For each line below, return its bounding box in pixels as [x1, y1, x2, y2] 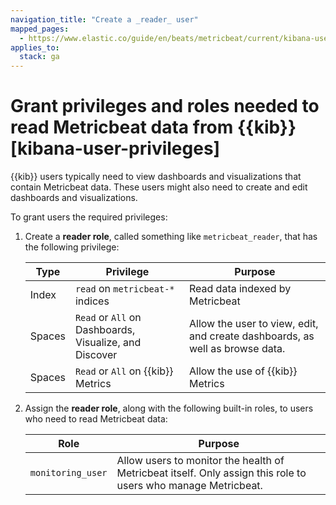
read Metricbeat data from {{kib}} [10, 116, 297, 139]
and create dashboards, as [188, 329, 315, 343]
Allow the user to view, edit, [188, 317, 319, 331]
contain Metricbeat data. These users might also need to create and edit [10, 181, 308, 193]
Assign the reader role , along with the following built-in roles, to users [24, 402, 314, 415]
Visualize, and [74, 336, 142, 350]
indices [74, 294, 110, 308]
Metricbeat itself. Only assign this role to [116, 466, 307, 480]
